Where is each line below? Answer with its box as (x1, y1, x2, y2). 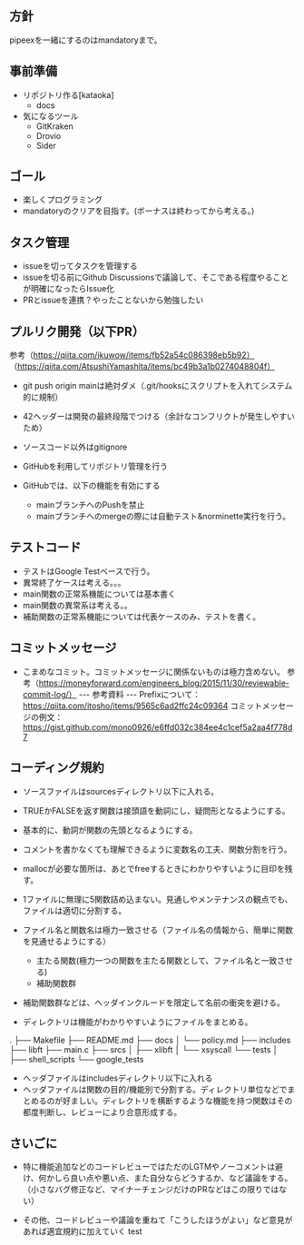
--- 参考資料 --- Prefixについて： (78, 688, 201, 699)
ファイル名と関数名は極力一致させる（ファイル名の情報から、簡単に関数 (22, 924, 293, 935)
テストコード (9, 539, 82, 556)
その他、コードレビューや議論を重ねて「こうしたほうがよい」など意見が (22, 1215, 293, 1226)
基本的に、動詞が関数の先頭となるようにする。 (22, 825, 198, 835)
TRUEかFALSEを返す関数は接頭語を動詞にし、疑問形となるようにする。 (22, 805, 290, 815)
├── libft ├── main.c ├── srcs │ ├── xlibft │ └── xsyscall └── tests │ (9, 1043, 279, 1055)
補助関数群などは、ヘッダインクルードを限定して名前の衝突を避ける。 (22, 997, 285, 1008)
